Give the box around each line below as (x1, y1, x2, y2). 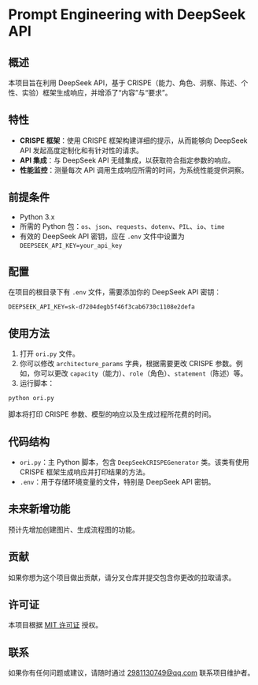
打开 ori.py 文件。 (19, 349, 80, 358)
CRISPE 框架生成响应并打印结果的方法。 (19, 467, 150, 477)
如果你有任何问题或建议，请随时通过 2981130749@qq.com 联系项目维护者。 (8, 668, 255, 678)
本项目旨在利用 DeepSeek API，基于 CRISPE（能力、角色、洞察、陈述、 (8, 78, 241, 88)
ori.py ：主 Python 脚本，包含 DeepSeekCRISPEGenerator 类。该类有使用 (19, 457, 249, 466)
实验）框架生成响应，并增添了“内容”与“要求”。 (21, 88, 172, 97)
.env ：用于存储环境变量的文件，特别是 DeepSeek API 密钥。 (19, 477, 216, 486)
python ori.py (8, 395, 55, 402)
